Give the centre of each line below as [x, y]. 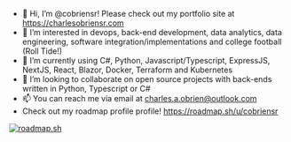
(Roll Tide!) [42, 51]
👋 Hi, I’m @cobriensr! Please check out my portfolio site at [128, 14]
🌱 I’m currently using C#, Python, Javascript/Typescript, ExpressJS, [146, 60]
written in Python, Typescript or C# [86, 89]
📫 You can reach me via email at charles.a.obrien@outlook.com [139, 98]
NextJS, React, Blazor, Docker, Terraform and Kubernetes [127, 70]
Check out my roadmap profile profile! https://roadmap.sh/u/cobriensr [150, 111]
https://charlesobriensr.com [73, 23]
